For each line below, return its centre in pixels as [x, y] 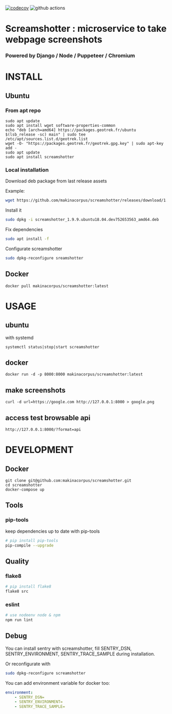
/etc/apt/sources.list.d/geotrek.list [47, 139]
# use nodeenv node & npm [33, 615]
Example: [15, 191]
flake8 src [17, 591]
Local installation [27, 170]
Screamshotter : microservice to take [86, 29]
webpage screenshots [54, 40]
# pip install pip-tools [32, 540]
